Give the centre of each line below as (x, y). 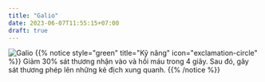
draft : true (28, 30)
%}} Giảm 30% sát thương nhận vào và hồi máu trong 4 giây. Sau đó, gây (129, 61)
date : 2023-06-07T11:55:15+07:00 (64, 23)
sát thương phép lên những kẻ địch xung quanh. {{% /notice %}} (115, 70)
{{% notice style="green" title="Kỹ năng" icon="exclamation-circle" (146, 53)
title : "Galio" (34, 16)
